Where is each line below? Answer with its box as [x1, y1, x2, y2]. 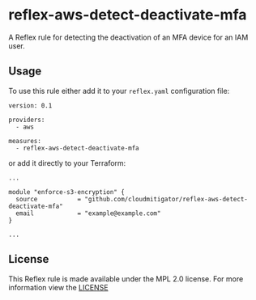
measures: [8, 137, 42, 145]
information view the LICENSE [8, 282, 109, 292]
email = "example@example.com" [15, 209, 161, 218]
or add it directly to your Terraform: [8, 158, 126, 167]
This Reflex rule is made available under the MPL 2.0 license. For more [8, 273, 244, 284]
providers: [8, 116, 45, 124]
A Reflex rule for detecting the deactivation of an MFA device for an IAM [8, 32, 249, 42]
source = [15, 195, 82, 203]
